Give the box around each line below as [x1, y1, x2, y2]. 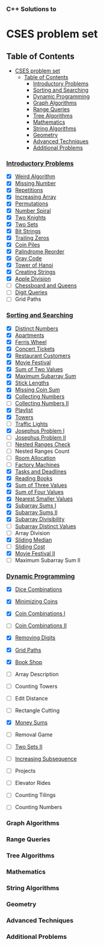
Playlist [14, 406, 33, 414]
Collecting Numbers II [14, 400, 69, 407]
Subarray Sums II [14, 509, 58, 516]
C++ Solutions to [6, 5, 57, 13]
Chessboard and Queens [14, 282, 77, 289]
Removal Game [14, 731, 53, 738]
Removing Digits [14, 634, 56, 641]
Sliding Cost [14, 543, 45, 550]
